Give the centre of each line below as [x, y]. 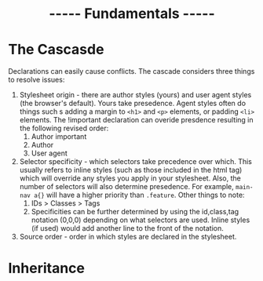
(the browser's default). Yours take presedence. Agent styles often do [132, 104]
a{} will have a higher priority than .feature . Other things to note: [139, 195]
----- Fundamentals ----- [132, 14]
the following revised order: [64, 128]
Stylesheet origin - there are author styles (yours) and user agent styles [135, 95]
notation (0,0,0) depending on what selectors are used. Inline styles [141, 220]
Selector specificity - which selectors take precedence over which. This [136, 162]
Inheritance [46, 268]
